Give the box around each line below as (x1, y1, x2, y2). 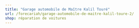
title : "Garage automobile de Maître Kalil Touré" (5, 7, 110, 12)
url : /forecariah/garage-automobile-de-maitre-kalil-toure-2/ (5, 11, 134, 16)
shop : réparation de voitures (5, 16, 67, 20)
